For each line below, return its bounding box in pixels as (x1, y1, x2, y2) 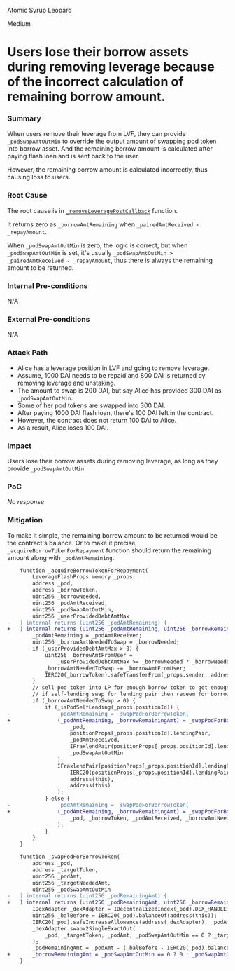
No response (7, 498, 45, 506)
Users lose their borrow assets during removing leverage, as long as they (7, 456, 218, 465)
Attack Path (7, 348, 48, 358)
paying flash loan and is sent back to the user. (7, 152, 140, 161)
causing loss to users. (7, 173, 71, 182)
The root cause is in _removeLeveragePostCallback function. (7, 206, 178, 215)
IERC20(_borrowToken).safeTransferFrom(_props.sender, (44, 671, 208, 679)
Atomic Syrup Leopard (7, 6, 72, 14)
